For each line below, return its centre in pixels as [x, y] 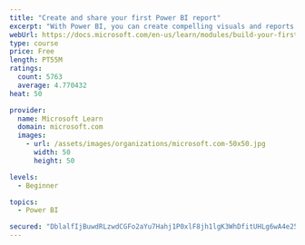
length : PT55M [36, 60]
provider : [28, 110]
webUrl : [24, 34]
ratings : [26, 69]
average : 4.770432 [53, 85]
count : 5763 [40, 77]
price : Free [32, 52]
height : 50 [54, 161]
